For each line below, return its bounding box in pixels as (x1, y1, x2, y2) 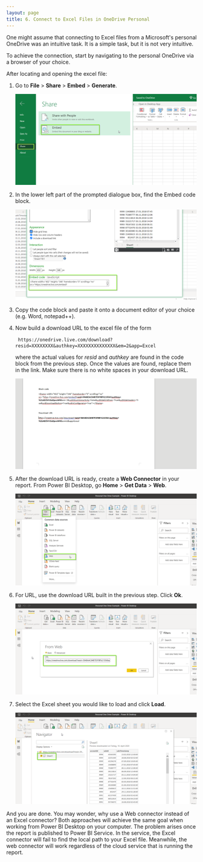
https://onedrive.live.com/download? (18, 337, 113, 343)
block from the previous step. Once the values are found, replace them (14, 360, 192, 367)
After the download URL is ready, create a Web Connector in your (14, 475, 179, 482)
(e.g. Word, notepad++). (14, 313, 76, 320)
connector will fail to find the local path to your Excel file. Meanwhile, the (6, 836, 187, 843)
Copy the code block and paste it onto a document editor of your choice (14, 306, 195, 313)
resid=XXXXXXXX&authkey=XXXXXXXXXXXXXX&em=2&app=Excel (14, 343, 156, 349)
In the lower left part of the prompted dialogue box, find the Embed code (14, 191, 196, 198)
